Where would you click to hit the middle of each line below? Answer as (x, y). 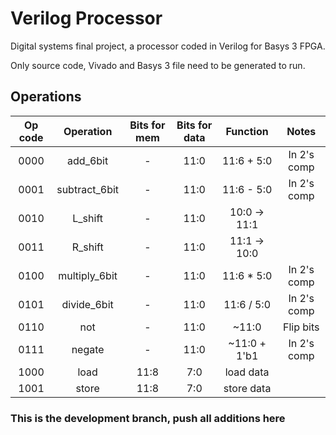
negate (88, 349)
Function (247, 131)
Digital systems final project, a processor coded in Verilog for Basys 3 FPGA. (168, 46)
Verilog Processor (86, 18)
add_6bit (88, 160)
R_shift (87, 247)
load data (247, 372)
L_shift (87, 218)
